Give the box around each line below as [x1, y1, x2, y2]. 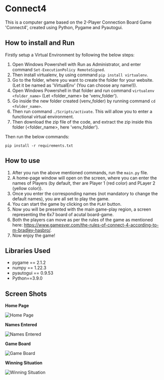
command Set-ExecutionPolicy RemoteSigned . [12, 66, 105, 72]
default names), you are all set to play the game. [12, 195, 110, 202]
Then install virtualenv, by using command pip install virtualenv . [12, 72, 148, 78]
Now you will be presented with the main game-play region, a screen [12, 206, 151, 212]
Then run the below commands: [5, 133, 70, 139]
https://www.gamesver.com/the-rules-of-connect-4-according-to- [23, 222, 159, 228]
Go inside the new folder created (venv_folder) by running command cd [12, 98, 156, 104]
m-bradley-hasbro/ [12, 227, 50, 233]
